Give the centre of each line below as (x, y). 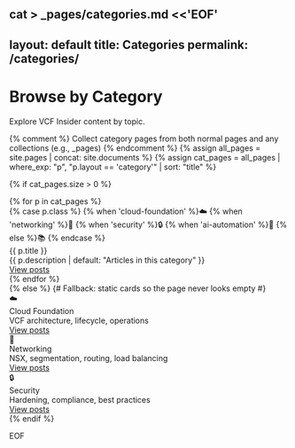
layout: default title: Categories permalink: (129, 45)
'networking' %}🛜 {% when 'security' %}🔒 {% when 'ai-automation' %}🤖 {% (148, 224)
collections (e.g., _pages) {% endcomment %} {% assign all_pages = (135, 148)
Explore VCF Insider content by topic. (77, 121)
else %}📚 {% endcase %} (58, 238)
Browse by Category (86, 96)
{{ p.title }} (28, 250)
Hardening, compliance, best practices (80, 399)
